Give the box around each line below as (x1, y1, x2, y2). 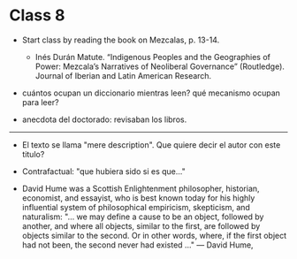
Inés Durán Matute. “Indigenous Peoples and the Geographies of (34, 51, 271, 62)
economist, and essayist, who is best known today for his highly (21, 192, 255, 203)
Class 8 (9, 5, 65, 26)
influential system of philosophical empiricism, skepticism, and (21, 202, 250, 212)
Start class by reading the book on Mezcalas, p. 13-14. (21, 34, 220, 45)
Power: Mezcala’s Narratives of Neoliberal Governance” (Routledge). (34, 61, 286, 72)
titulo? (21, 149, 45, 159)
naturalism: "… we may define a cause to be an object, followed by (21, 211, 264, 222)
